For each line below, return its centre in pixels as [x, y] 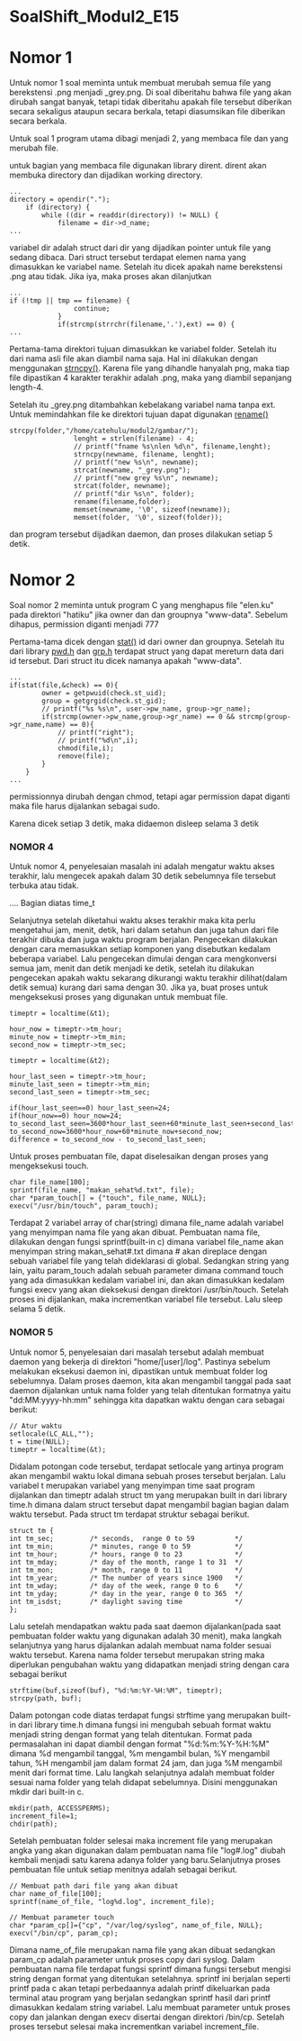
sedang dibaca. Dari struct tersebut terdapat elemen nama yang [128, 258]
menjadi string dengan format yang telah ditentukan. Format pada [131, 1734]
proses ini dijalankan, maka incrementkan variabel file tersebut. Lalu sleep [146, 1300]
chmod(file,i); [86, 748]
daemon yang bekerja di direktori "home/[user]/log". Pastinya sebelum [140, 1361]
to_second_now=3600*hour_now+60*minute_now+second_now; [116, 1132]
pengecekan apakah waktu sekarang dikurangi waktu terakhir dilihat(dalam [148, 978]
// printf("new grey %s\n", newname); [146, 478]
